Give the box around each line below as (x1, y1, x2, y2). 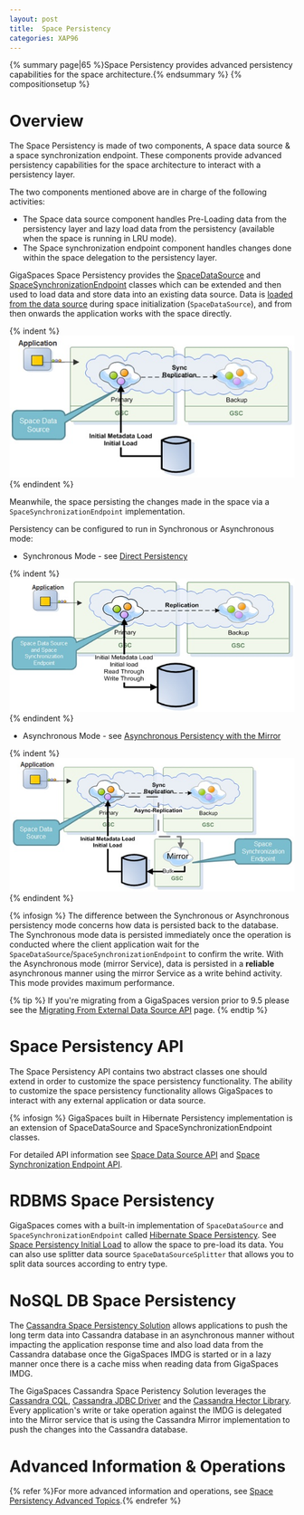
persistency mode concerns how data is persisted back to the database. (9, 919, 279, 931)
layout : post (9, 14, 59, 24)
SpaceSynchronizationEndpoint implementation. (9, 507, 185, 517)
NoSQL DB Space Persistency (9, 1290, 237, 1311)
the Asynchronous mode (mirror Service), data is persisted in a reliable (9, 958, 274, 969)
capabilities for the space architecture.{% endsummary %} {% (9, 69, 242, 80)
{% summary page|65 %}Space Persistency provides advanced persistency (9, 60, 293, 71)
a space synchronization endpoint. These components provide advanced (9, 150, 282, 161)
